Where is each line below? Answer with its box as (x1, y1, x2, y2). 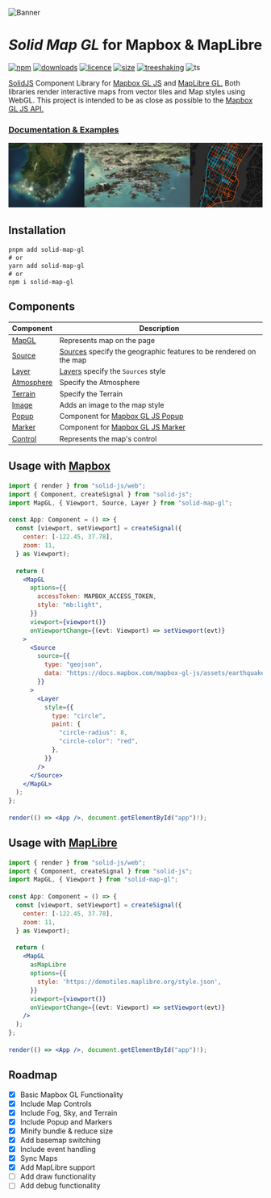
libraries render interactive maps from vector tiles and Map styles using (8, 86, 246, 96)
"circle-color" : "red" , (59, 737, 139, 746)
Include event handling (19, 1145, 97, 1154)
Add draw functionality (19, 1171, 97, 1182)
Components (8, 299, 75, 314)
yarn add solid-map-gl (8, 262, 85, 270)
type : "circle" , (51, 711, 106, 720)
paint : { (51, 720, 81, 728)
